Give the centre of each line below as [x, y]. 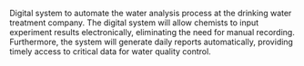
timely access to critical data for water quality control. [110, 52]
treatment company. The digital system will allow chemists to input [134, 23]
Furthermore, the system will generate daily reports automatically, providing [152, 42]
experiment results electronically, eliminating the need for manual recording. [152, 32]
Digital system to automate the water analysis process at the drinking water [151, 13]
